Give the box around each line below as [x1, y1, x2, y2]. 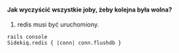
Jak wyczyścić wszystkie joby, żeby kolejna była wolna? [7, 5, 172, 14]
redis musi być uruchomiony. [17, 20, 100, 29]
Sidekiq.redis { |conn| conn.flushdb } [7, 39, 122, 47]
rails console [7, 34, 48, 41]
